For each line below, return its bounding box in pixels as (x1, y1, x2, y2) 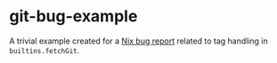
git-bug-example (9, 6, 138, 27)
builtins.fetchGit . (9, 44, 80, 55)
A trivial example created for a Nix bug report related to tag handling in (9, 35, 269, 46)
